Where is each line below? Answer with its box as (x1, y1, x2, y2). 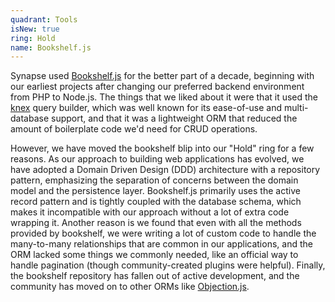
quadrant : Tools (10, 14, 78, 25)
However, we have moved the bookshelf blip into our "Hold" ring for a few (10, 142, 315, 155)
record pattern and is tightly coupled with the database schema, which (10, 196, 302, 208)
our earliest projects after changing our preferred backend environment (10, 81, 305, 93)
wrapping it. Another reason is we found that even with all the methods (10, 217, 302, 229)
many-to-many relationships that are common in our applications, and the (10, 238, 313, 250)
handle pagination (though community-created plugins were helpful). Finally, (10, 259, 326, 271)
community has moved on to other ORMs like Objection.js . (10, 281, 250, 293)
